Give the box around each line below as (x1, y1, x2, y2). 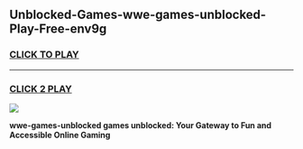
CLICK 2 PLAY (9, 82, 72, 95)
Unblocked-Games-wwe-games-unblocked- (9, 7, 267, 23)
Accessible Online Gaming (9, 129, 111, 140)
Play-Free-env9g (9, 22, 107, 37)
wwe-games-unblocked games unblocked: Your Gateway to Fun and (9, 119, 272, 130)
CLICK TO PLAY (9, 49, 79, 61)
